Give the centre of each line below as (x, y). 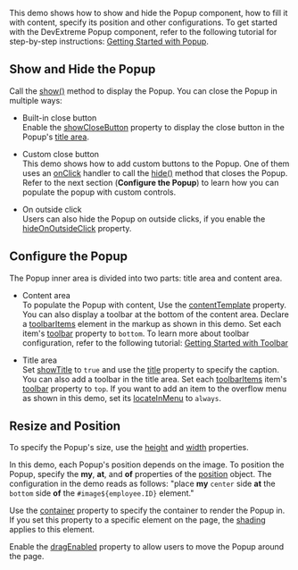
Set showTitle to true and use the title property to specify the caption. (150, 369)
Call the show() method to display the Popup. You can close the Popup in (144, 91)
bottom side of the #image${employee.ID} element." (102, 493)
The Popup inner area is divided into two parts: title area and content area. (146, 278)
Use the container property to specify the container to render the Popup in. (147, 511)
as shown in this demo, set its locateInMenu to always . (121, 398)
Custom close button (61, 154)
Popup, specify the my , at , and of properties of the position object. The (141, 474)
